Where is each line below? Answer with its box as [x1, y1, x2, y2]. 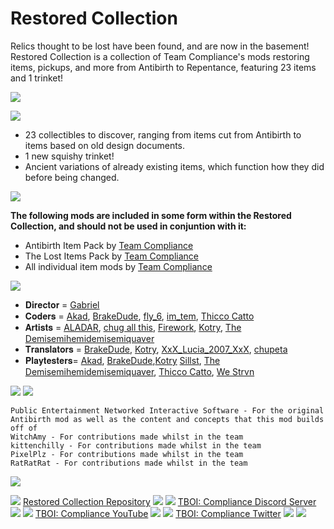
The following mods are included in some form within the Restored [10, 209, 292, 221]
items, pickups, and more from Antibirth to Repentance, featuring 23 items [10, 61, 317, 73]
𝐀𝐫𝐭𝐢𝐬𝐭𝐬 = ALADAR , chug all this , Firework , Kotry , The [24, 321, 242, 333]
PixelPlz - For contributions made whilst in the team [10, 449, 244, 459]
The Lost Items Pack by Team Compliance [24, 250, 199, 262]
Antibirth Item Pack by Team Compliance [24, 239, 194, 251]
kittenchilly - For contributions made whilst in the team [10, 440, 262, 451]
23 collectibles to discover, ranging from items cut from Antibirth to [24, 128, 302, 141]
